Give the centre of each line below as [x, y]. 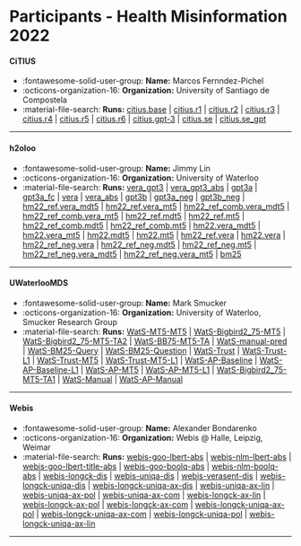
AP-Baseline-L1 [50, 369]
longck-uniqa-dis [54, 485]
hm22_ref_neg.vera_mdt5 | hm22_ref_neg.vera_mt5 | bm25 [132, 254]
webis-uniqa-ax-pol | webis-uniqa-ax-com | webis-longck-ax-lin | [144, 495]
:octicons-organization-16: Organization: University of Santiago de [146, 91]
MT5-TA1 [39, 379]
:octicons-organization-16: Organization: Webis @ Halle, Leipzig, [142, 438]
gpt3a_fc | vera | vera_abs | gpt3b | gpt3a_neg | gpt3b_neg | [133, 197]
